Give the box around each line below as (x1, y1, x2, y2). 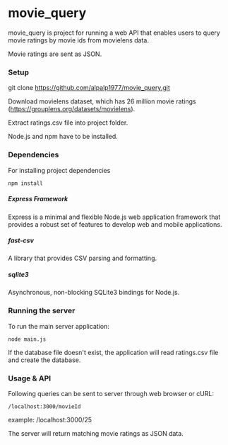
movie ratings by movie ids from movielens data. (8, 35, 149, 44)
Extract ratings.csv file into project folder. (8, 118, 128, 127)
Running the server (8, 306, 76, 316)
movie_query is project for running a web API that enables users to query (8, 28, 221, 37)
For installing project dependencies (8, 166, 111, 174)
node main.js (8, 335, 47, 343)
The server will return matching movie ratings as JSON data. (8, 429, 184, 438)
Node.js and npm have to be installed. (8, 133, 119, 141)
